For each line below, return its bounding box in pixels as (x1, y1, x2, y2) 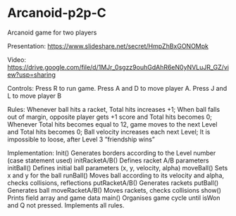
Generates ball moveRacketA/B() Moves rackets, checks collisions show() (7, 186, 222, 194)
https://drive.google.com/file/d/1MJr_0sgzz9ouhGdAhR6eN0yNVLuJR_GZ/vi (7, 63, 229, 71)
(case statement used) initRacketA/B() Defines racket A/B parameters (7, 156, 209, 165)
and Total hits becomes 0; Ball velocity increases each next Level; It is (7, 127, 211, 136)
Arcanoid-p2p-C (7, 5, 107, 21)
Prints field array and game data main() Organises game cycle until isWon (7, 193, 221, 202)
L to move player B (7, 91, 62, 100)
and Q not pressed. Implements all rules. (7, 201, 125, 209)
